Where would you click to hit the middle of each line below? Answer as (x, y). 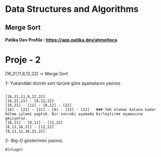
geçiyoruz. (16, 118)
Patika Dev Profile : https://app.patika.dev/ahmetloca (61, 40)
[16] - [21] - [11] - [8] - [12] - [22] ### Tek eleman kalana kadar (80, 110)
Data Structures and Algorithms (72, 9)
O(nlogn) (14, 150)
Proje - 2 (23, 60)
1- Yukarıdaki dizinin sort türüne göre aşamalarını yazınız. (63, 83)
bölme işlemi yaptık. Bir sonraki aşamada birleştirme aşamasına (74, 114)
